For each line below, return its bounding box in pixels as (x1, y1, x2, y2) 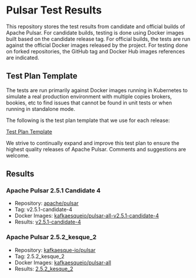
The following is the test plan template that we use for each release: (6, 117, 170, 124)
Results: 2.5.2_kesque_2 (14, 265, 73, 272)
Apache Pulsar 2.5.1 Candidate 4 (6, 187, 101, 195)
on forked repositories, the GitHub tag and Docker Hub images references (6, 48, 185, 55)
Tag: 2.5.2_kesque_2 (14, 253, 65, 260)
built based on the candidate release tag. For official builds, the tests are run (6, 35, 191, 42)
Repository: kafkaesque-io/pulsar (14, 246, 96, 253)
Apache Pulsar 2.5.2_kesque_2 (6, 233, 97, 241)
